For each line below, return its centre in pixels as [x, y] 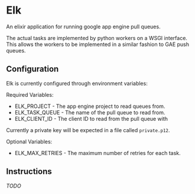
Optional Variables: [29, 142]
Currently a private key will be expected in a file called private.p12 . [88, 130]
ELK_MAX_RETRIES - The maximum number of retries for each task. [98, 153]
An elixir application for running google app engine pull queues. [83, 27]
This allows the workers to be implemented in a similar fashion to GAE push [98, 44]
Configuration [32, 69]
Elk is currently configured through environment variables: [77, 83]
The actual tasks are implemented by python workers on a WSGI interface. [97, 38]
